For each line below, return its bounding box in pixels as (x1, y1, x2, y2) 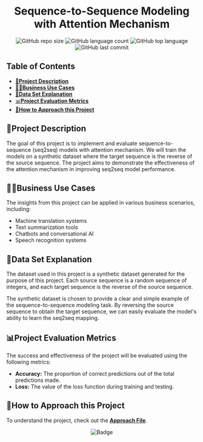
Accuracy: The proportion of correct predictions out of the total (15, 370, 175, 377)
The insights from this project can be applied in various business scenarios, (6, 199, 195, 206)
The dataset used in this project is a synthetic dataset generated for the (6, 270, 185, 277)
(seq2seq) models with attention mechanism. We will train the (32, 146, 187, 153)
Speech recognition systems (15, 237, 87, 244)
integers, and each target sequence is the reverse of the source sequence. (6, 284, 193, 291)
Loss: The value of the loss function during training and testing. (15, 383, 175, 390)
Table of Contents (6, 61, 76, 72)
